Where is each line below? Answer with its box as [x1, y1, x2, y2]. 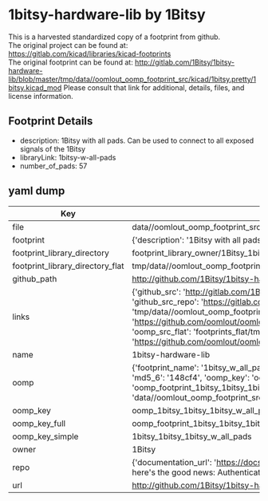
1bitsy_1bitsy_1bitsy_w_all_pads [131, 431, 252, 442]
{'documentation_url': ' [131, 456, 217, 467]
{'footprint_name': [131, 361, 199, 373]
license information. [8, 91, 73, 101]
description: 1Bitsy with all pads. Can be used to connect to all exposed [19, 136, 254, 145]
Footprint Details [8, 114, 93, 128]
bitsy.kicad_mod [8, 82, 62, 93]
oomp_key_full [12, 417, 66, 428]
